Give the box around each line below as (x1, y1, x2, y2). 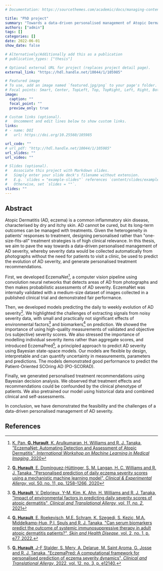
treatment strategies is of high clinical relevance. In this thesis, (31, 238, 156, 244)
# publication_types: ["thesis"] (5, 56, 73, 61)
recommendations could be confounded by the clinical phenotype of (5, 383, 142, 389)
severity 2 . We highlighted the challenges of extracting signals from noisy (5, 309, 150, 316)
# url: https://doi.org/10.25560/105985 (5, 132, 92, 137)
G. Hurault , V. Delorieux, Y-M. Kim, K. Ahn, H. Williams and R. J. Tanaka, (12, 490, 156, 496)
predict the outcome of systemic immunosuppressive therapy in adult (12, 525, 151, 531)
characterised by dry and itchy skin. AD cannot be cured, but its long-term (5, 222, 154, 228)
